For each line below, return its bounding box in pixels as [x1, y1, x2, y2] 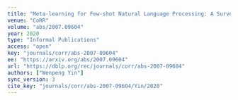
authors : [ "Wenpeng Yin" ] [7, 69, 84, 76]
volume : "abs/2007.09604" [7, 23, 84, 30]
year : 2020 [7, 30, 40, 37]
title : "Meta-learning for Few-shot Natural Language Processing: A [7, 10, 214, 18]
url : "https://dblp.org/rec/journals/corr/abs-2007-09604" [7, 63, 186, 70]
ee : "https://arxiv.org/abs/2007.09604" [7, 56, 129, 63]
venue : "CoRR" [7, 17, 50, 24]
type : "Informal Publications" [7, 37, 100, 44]
